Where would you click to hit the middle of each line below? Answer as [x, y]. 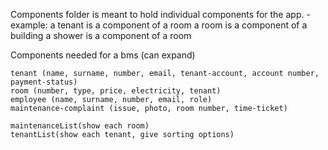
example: [29, 25]
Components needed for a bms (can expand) [103, 55]
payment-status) [44, 82]
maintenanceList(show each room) [80, 126]
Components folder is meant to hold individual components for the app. [157, 14]
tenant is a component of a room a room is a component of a [182, 25]
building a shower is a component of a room [101, 35]
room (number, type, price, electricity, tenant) [116, 91]
